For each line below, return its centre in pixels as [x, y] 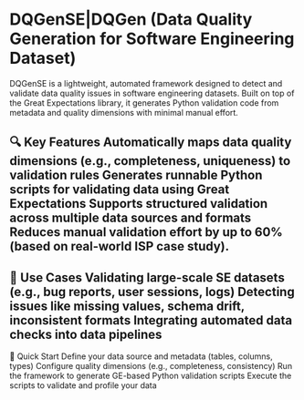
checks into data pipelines [86, 334]
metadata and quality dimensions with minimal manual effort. [124, 112]
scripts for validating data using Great [120, 190]
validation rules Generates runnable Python [136, 175]
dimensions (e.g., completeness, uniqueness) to [150, 161]
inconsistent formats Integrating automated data [151, 320]
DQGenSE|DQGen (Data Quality [131, 20]
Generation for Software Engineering [152, 39]
